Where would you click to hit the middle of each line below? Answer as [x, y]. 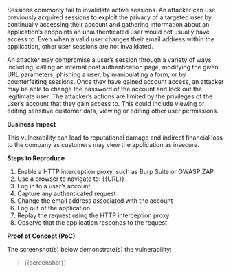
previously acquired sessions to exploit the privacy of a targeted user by [109, 17]
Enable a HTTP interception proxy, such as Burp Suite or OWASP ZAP [115, 172]
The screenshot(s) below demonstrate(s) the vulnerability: [89, 249]
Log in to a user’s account [54, 186]
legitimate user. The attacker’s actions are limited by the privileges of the [110, 96]
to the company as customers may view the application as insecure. [103, 145]
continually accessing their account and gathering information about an [108, 24]
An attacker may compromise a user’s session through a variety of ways [109, 60]
